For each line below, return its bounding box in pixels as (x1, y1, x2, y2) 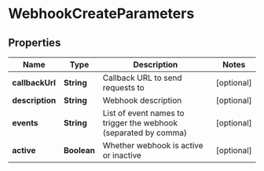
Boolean (63, 145, 96, 155)
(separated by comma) (102, 127, 187, 138)
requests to (102, 82, 145, 93)
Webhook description (102, 95, 182, 106)
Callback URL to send (102, 72, 182, 83)
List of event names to (102, 107, 185, 118)
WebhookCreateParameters (8, 5, 195, 23)
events (12, 118, 38, 128)
